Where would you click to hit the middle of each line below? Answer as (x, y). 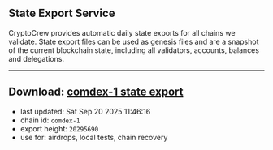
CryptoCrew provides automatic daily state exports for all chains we (122, 32)
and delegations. (37, 58)
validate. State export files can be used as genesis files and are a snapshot (134, 41)
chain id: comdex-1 (50, 120)
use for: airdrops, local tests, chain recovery (94, 137)
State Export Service (62, 13)
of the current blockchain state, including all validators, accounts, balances (134, 50)
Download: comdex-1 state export (96, 92)
